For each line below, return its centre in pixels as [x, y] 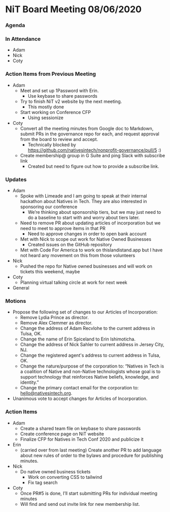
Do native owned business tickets [55, 471]
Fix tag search [43, 482]
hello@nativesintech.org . [46, 393]
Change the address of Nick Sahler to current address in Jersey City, [92, 345]
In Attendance [23, 39]
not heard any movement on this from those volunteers [78, 255]
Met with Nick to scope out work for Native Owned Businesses [86, 239]
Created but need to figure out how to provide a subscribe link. [93, 166]
